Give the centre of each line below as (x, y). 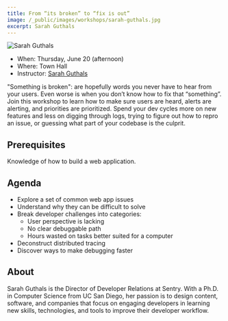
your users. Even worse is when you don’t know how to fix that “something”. (114, 94)
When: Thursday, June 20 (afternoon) (71, 59)
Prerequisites (36, 145)
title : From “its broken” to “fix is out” (68, 13)
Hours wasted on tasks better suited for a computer (100, 236)
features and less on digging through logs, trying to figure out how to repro (113, 116)
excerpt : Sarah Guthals (41, 26)
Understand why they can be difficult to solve (81, 207)
